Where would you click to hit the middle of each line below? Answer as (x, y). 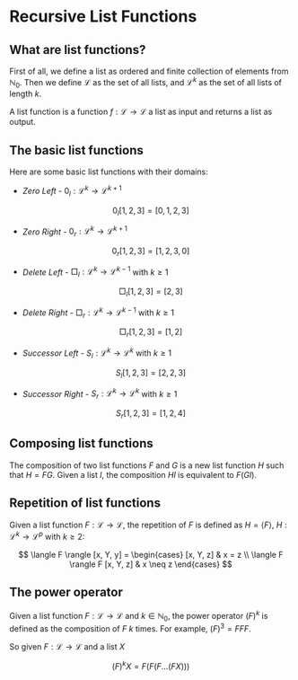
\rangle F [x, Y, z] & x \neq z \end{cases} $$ (151, 564)
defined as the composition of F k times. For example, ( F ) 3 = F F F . (130, 628)
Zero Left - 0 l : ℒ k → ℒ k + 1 (72, 191)
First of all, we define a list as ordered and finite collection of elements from (149, 71)
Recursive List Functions (103, 17)
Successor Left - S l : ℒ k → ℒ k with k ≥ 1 (97, 353)
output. (22, 122)
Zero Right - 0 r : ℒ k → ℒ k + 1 (75, 232)
